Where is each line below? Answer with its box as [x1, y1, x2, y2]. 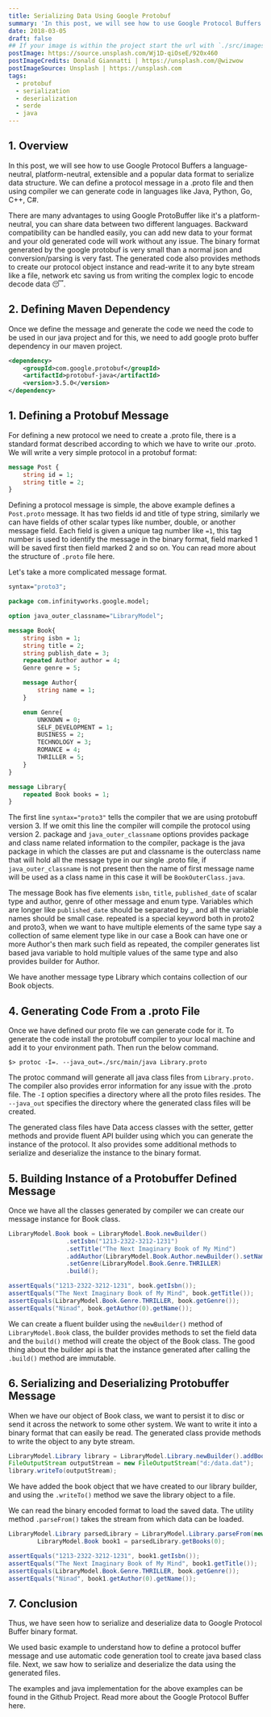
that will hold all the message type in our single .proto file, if [8, 855, 207, 865]
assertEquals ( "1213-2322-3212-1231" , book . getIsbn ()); [8, 1282, 197, 1290]
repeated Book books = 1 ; [23, 790, 110, 799]
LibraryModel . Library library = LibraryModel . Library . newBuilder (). [8, 1452, 244, 1460]
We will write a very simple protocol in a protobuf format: [8, 447, 198, 457]
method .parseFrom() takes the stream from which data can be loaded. [8, 1514, 244, 1524]
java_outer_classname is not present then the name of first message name [8, 864, 255, 874]
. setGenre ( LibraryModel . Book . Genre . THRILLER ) [65, 1260, 222, 1268]
